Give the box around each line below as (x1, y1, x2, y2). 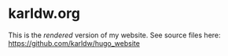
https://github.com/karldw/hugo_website (8, 38, 140, 47)
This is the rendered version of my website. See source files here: (8, 30, 222, 40)
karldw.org (8, 5, 81, 23)
